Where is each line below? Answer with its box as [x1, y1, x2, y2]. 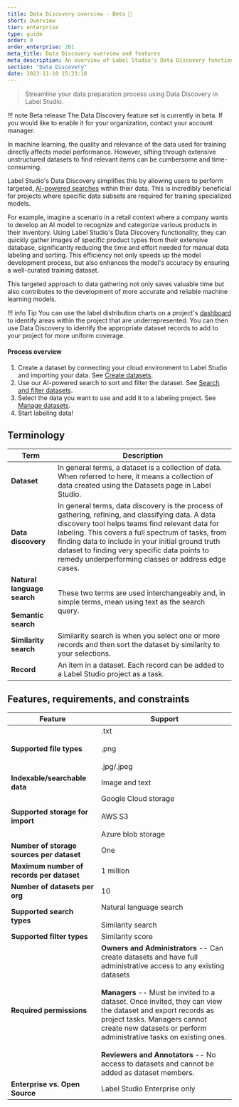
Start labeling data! [17, 409, 73, 417]
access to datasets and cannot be [100, 1059, 215, 1069]
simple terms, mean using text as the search [58, 597, 206, 607]
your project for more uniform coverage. [7, 331, 126, 340]
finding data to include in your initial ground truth [58, 536, 221, 546]
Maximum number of [11, 861, 84, 871]
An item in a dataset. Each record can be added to [58, 660, 225, 670]
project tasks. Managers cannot [100, 1014, 208, 1024]
